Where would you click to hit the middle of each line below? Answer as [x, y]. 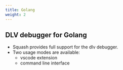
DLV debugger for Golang [46, 35]
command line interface [45, 63]
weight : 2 [16, 15]
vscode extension [39, 58]
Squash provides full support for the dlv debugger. [65, 47]
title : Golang [20, 10]
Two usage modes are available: [46, 52]
